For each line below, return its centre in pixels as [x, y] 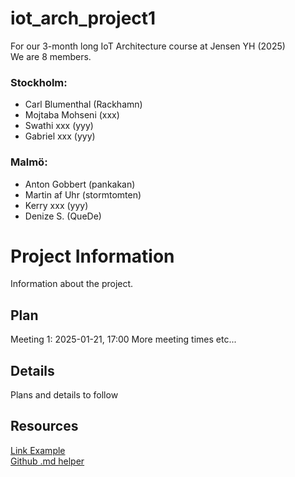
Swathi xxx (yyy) [59, 126]
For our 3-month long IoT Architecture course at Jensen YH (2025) [148, 46]
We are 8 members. [51, 56]
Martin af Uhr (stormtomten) [83, 194]
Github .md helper [47, 461]
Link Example [38, 450]
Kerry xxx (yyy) [56, 205]
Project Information [92, 256]
